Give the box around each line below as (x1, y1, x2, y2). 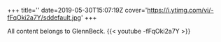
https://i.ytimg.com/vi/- (146, 6, 214, 14)
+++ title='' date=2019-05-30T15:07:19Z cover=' (7, 6, 148, 14)
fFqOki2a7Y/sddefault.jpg (7, 13, 82, 22)
